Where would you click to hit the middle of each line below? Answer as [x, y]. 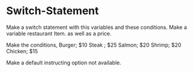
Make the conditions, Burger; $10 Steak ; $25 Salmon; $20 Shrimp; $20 [94, 45]
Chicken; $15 [22, 51]
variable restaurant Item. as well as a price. [59, 33]
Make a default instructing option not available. [64, 63]
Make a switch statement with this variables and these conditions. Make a [96, 27]
